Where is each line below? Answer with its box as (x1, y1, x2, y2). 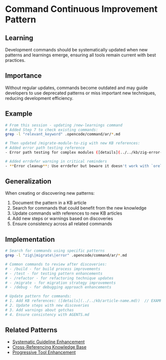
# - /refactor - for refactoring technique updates (5, 275, 114, 280)
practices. (5, 57, 26, 63)
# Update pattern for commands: (5, 294, 72, 299)
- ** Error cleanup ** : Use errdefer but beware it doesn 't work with (5, 163, 149, 169)
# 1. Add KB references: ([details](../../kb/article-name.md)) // (5, 298, 149, 304)
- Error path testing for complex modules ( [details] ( (5, 150, 121, 155)
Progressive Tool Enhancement (12, 350, 76, 356)
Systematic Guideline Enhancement (12, 339, 85, 345)
